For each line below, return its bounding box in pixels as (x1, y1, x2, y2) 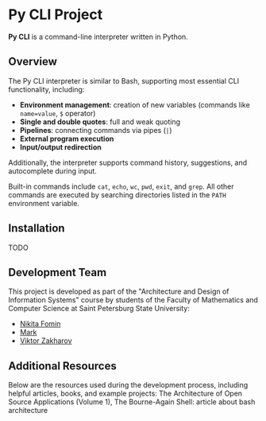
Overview (8, 55, 58, 68)
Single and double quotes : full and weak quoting (19, 117, 181, 127)
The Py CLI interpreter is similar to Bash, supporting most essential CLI (8, 76, 240, 85)
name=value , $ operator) (19, 108, 96, 118)
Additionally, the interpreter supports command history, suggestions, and (8, 158, 248, 167)
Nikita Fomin (19, 319, 61, 329)
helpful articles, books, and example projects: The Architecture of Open (8, 388, 243, 399)
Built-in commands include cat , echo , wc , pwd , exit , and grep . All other (8, 181, 234, 191)
